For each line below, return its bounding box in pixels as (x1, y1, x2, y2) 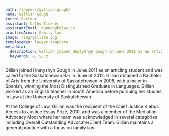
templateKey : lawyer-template (5, 40, 69, 45)
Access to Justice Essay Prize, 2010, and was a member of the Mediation (5, 109, 157, 115)
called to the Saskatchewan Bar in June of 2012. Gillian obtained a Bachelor (5, 73, 162, 79)
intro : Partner (5, 16, 37, 21)
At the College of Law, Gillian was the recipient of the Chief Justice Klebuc (5, 103, 159, 110)
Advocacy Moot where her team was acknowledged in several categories (5, 114, 157, 120)
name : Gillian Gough (5, 12, 49, 17)
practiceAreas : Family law (5, 30, 62, 35)
